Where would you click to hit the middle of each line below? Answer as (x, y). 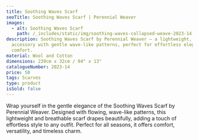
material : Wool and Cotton (39, 56)
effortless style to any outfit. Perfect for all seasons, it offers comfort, (90, 125)
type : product (24, 84)
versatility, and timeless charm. (44, 131)
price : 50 (18, 72)
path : (24, 34)
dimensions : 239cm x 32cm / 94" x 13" (54, 61)
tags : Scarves (24, 78)
